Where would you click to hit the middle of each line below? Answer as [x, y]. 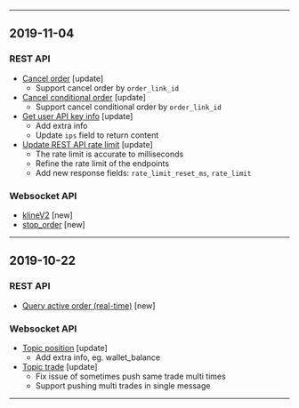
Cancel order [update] [63, 78]
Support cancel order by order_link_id [107, 88]
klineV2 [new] [47, 215]
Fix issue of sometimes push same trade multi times [131, 376]
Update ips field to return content [97, 135]
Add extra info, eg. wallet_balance [98, 357]
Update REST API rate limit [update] [87, 144]
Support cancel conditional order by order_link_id [129, 107]
